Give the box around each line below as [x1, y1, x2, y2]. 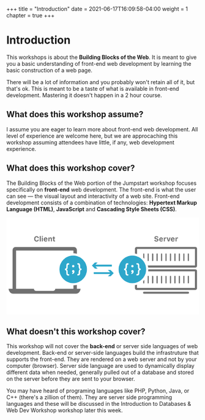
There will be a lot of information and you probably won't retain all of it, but [6, 78, 195, 85]
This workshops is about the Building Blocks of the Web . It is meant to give [6, 53, 197, 61]
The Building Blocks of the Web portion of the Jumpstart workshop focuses [6, 179, 197, 187]
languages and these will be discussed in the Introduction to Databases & [6, 400, 192, 408]
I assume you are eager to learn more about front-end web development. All [6, 125, 198, 133]
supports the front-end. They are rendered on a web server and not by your [6, 356, 197, 363]
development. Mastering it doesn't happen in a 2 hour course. [6, 91, 162, 99]
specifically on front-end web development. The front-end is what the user [6, 185, 196, 193]
